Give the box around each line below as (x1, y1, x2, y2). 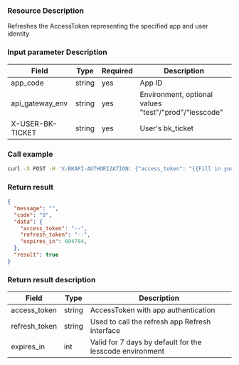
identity (7, 29, 30, 38)
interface (90, 326, 121, 336)
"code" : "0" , (14, 211, 53, 219)
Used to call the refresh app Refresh (90, 317, 211, 327)
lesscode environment (90, 346, 165, 356)
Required (101, 66, 133, 76)
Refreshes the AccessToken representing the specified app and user (7, 22, 208, 31)
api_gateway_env (11, 98, 68, 108)
